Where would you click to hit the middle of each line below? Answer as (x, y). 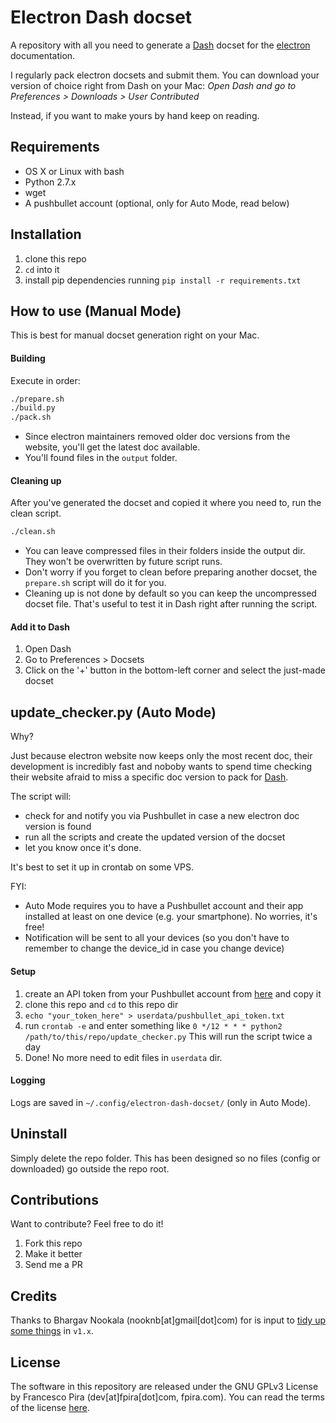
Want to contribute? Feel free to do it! (87, 1224)
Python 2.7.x (50, 182)
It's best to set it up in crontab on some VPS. (102, 867)
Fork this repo (53, 1243)
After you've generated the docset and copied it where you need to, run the (166, 503)
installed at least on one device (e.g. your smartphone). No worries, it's (171, 917)
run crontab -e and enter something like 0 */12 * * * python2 (153, 1025)
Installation (46, 234)
